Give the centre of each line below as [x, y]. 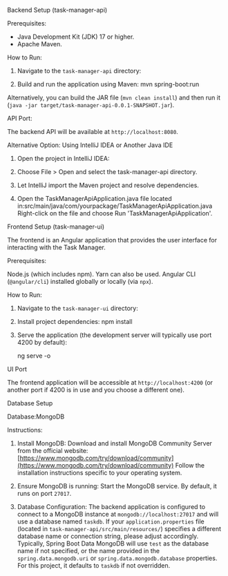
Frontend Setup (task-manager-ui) [56, 227]
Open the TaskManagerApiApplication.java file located [94, 199]
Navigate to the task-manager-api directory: [79, 71]
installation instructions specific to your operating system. [99, 473]
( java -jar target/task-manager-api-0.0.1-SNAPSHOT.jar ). [91, 105]
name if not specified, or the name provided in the [88, 551]
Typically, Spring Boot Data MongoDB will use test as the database [113, 544]
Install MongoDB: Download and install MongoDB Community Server [115, 443]
